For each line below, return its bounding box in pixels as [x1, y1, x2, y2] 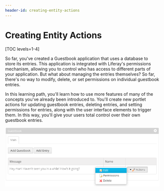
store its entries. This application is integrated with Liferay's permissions [5, 60, 151, 66]
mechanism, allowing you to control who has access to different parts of [5, 66, 151, 72]
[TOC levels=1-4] [5, 46, 40, 52]
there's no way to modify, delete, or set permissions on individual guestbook [5, 76, 160, 82]
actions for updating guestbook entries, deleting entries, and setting [5, 101, 142, 108]
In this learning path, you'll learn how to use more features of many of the [5, 91, 153, 97]
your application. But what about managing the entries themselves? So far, [5, 71, 155, 77]
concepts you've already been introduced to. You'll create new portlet [5, 96, 146, 102]
